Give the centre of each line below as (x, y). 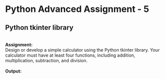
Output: (13, 71)
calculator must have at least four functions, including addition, (70, 55)
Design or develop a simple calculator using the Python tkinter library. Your (82, 50)
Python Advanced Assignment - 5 (77, 9)
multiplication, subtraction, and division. (46, 60)
